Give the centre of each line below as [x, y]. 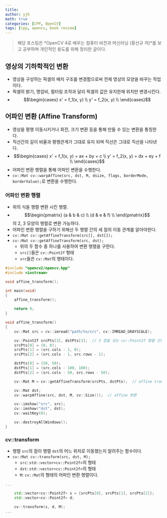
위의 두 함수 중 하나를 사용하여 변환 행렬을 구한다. [67, 247]
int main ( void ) [21, 291]
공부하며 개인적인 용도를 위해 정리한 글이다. [65, 49]
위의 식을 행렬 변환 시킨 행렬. [40, 207]
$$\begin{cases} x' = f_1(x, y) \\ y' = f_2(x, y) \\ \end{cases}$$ [87, 99]
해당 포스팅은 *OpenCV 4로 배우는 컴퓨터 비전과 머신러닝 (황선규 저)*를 [87, 43]
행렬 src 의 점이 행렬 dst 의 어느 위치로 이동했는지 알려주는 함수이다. [77, 451]
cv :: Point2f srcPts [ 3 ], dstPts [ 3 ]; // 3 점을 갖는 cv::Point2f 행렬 [84, 340]
